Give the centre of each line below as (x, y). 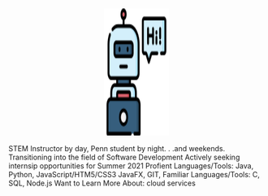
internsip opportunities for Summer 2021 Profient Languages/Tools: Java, (131, 166)
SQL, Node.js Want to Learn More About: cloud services (102, 183)
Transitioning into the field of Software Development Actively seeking (124, 157)
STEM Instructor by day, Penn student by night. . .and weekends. (117, 148)
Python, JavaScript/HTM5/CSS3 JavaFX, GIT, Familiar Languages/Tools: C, (134, 174)
